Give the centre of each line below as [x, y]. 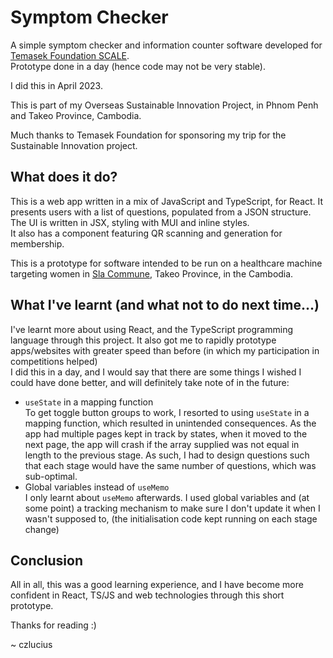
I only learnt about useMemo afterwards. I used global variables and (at [167, 497]
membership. [37, 243]
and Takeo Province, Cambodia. [76, 115]
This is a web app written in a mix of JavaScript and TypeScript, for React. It [167, 201]
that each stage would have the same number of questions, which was [170, 465]
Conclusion [47, 560]
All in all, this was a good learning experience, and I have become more [157, 585]
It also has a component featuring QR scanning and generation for [146, 233]
